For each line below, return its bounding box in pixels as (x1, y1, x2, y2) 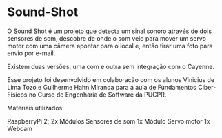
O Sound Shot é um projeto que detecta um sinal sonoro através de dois (7, 27, 212, 35)
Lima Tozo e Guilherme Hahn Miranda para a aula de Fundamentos (7, 83, 196, 91)
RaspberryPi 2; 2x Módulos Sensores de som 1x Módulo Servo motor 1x (7, 117, 210, 125)
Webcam (7, 124, 33, 132)
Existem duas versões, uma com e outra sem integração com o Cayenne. (7, 62, 215, 70)
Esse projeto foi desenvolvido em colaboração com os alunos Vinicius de (7, 75, 215, 83)
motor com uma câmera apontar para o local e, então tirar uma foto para (7, 41, 213, 50)
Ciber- (197, 83, 216, 91)
